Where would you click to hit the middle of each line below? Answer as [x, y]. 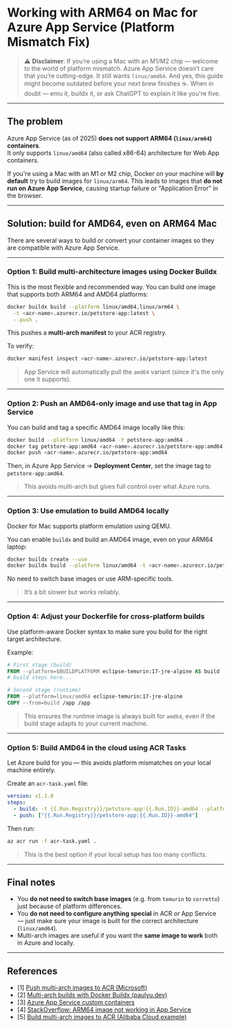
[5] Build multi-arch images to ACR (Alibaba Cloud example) [102, 1017]
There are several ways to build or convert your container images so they [111, 240]
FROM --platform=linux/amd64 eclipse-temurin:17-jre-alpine [95, 697]
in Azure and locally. [46, 943]
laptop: [17, 547]
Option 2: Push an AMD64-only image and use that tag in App [112, 403]
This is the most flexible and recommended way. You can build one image [111, 287]
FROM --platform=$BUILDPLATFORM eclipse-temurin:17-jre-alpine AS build [113, 671]
